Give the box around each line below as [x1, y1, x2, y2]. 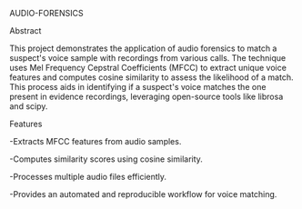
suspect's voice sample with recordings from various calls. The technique [9, 53, 287, 63]
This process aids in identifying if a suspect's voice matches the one [9, 82, 267, 92]
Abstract [9, 25, 42, 35]
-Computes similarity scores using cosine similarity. [9, 154, 203, 164]
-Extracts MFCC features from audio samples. [9, 136, 182, 146]
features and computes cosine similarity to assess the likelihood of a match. [9, 72, 294, 83]
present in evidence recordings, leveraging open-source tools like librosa [9, 91, 284, 102]
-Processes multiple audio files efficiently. [9, 172, 166, 182]
